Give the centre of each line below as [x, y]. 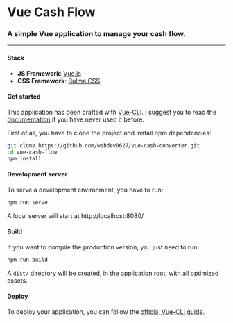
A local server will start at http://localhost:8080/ [76, 215]
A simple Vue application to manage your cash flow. [96, 34]
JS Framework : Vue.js [49, 73]
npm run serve [28, 202]
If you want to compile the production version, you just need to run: [103, 247]
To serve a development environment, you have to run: [85, 190]
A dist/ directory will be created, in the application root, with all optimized [113, 273]
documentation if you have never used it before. [76, 119]
